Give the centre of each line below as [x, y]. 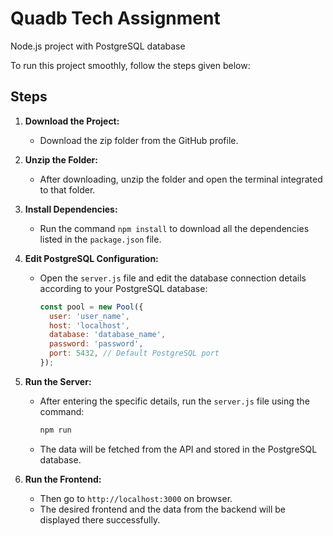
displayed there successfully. [100, 519]
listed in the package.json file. [100, 239]
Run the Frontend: [63, 479]
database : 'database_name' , [107, 335]
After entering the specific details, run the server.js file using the [174, 401]
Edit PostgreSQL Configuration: [91, 258]
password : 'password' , [96, 344]
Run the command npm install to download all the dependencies [174, 228]
